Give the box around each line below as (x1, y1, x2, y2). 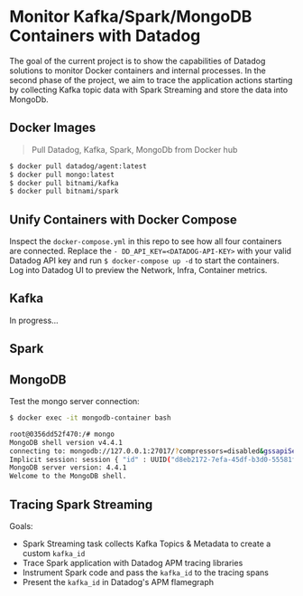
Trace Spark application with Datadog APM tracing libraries (22, 558, 243, 569)
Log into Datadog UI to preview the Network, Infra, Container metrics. (9, 265, 268, 276)
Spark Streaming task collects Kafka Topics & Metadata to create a (22, 538, 271, 549)
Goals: (9, 521, 33, 532)
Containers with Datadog (9, 25, 201, 46)
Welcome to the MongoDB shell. (9, 472, 127, 481)
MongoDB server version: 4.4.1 (9, 463, 127, 472)
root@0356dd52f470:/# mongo (9, 430, 115, 439)
